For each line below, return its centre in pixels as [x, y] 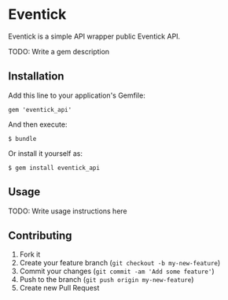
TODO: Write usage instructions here [68, 211]
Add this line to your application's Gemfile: [77, 95]
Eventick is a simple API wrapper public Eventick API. [94, 36]
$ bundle [22, 139]
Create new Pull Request [59, 288]
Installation [36, 76]
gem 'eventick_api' [40, 109]
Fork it [30, 254]
